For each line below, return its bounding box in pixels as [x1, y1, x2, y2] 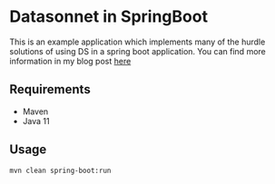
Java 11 [22, 115, 50, 126]
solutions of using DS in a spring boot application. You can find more [9, 45, 266, 56]
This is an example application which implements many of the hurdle [9, 36, 266, 47]
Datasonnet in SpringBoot [9, 6, 209, 27]
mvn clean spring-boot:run [9, 166, 112, 175]
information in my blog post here [9, 55, 132, 66]
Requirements [9, 82, 91, 97]
